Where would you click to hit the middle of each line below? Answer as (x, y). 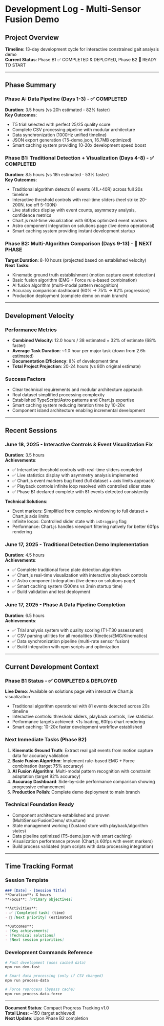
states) (19, 831)
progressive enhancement (38, 787)
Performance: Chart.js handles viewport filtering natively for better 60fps (85, 526)
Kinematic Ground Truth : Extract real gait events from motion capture (82, 750)
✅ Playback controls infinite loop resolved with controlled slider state (82, 486)
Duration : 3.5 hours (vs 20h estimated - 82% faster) (58, 110)
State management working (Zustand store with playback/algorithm (80, 825)
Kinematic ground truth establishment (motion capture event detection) (83, 275)
